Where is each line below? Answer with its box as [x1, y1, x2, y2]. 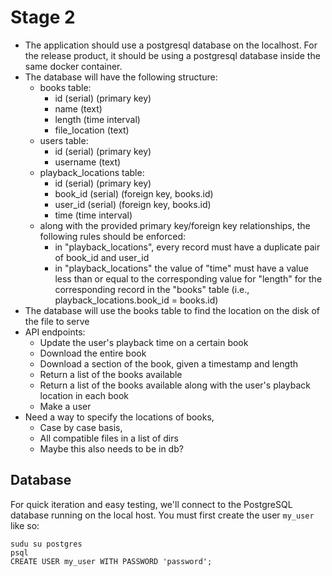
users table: [39, 134, 89, 146]
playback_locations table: [39, 166, 145, 178]
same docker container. [24, 60, 123, 72]
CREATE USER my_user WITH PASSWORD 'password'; [10, 556, 213, 566]
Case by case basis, [39, 421, 123, 433]
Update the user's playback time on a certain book [39, 336, 249, 348]
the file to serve [24, 315, 90, 327]
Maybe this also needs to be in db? [39, 442, 184, 455]
